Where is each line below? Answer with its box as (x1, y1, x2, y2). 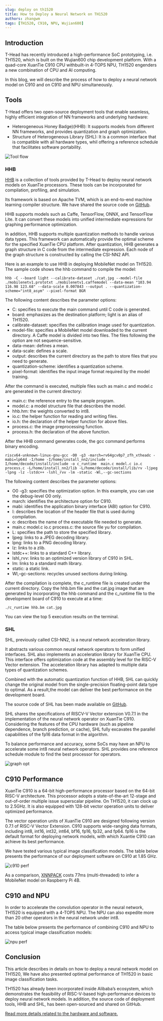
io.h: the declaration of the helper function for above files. (12, 418, 128, 424)
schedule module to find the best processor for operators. (5, 751, 122, 757)
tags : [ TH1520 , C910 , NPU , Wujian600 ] (5, 20, 84, 26)
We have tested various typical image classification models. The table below (5, 848, 159, 854)
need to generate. (12, 359, 48, 364)
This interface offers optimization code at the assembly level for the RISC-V (5, 657, 157, 662)
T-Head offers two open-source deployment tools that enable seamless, (5, 109, 150, 114)
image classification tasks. (5, 976, 58, 982)
